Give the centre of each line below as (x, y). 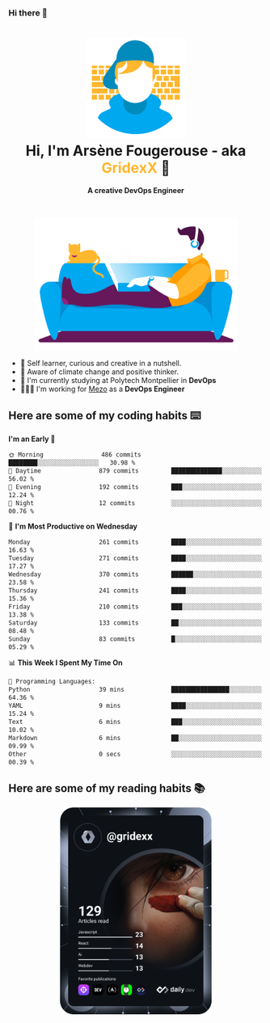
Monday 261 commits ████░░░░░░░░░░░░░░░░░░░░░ (135, 542)
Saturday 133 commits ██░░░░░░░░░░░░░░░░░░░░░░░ (135, 623)
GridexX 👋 (136, 168)
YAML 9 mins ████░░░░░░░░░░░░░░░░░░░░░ (135, 706)
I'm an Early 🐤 (32, 439)
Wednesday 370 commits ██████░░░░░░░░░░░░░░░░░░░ (135, 575)
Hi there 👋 (28, 13)
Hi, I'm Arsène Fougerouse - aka (136, 151)
